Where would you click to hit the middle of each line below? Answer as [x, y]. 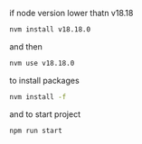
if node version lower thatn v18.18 [71, 13]
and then [26, 46]
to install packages [44, 80]
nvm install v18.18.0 [50, 30]
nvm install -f [38, 97]
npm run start [36, 130]
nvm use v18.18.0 [42, 63]
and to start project [45, 114]
